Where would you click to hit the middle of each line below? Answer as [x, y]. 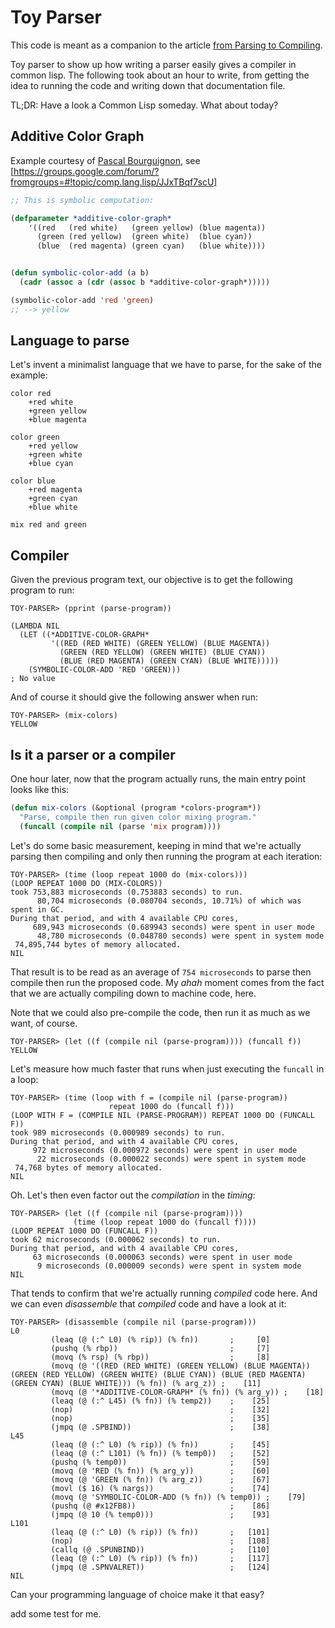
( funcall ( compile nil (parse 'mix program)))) [120, 826]
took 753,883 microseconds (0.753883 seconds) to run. [127, 892]
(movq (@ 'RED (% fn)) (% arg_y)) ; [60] [160, 1471]
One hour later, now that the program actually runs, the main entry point [158, 779]
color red [31, 394]
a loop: [24, 1079]
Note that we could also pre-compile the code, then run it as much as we [160, 1012]
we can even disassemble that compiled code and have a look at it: [148, 1303]
